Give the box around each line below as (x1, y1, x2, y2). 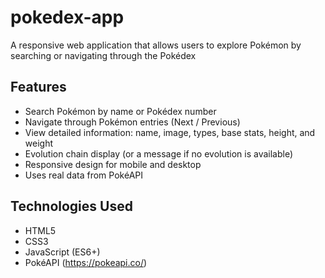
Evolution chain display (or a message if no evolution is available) (24, 147, 294, 160)
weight (24, 137, 53, 149)
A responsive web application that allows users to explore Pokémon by (10, 39, 302, 51)
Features (10, 79, 67, 96)
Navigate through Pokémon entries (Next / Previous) (24, 116, 241, 128)
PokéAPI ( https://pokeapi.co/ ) (24, 256, 148, 268)
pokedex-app (10, 6, 125, 29)
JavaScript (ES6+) (24, 246, 101, 258)
